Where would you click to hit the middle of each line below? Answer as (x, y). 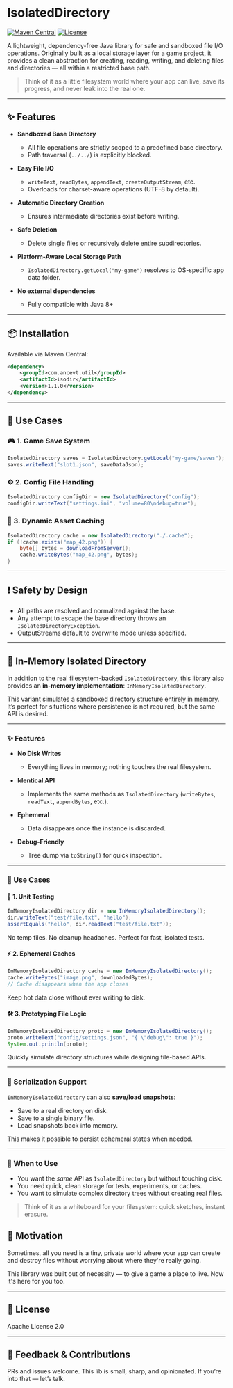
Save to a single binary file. (56, 1118)
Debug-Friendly (41, 842)
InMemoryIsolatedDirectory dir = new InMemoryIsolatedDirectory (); (107, 911)
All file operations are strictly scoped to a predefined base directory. (125, 147)
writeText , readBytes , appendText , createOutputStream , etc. (111, 182)
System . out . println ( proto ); (48, 1044)
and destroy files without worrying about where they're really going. (104, 1260)
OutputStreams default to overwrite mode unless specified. (102, 633)
